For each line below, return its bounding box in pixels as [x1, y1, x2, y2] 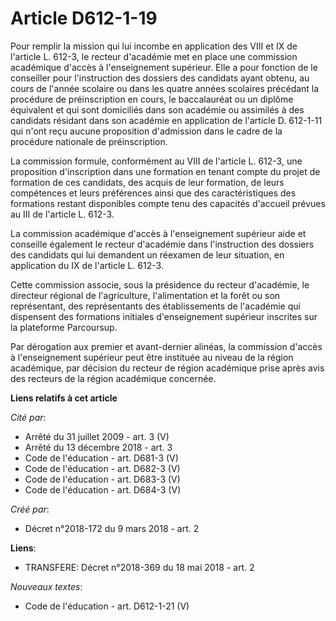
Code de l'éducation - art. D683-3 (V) [24, 473, 181, 485]
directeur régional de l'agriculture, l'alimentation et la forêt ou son [10, 289, 281, 301]
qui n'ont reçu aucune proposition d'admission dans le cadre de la [10, 125, 283, 137]
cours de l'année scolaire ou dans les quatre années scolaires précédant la [10, 82, 320, 94]
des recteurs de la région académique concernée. [10, 372, 217, 384]
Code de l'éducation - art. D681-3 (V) [24, 452, 179, 464]
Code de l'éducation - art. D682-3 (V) [24, 462, 181, 474]
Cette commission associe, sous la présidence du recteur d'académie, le [10, 278, 310, 291]
